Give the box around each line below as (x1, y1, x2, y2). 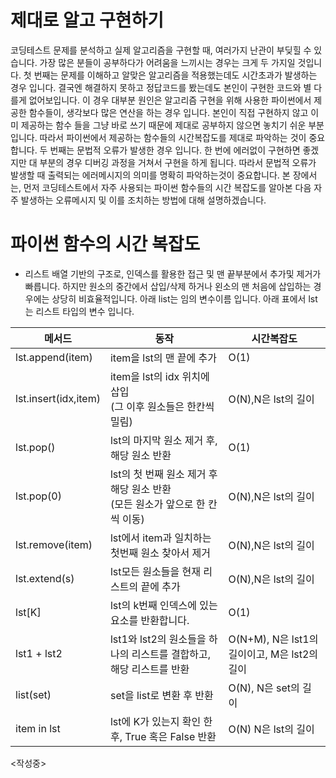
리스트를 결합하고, (131, 647, 212, 661)
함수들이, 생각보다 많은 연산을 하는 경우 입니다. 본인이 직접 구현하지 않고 (28, 106, 309, 118)
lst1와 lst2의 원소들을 (109, 632, 207, 646)
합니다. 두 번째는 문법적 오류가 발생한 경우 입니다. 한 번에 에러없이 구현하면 (10, 144, 301, 156)
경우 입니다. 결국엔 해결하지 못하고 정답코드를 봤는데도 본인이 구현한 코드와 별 (10, 81, 312, 93)
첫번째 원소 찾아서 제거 (109, 546, 212, 560)
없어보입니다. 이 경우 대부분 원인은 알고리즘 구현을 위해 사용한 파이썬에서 (28, 94, 312, 106)
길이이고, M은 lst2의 (228, 647, 319, 661)
